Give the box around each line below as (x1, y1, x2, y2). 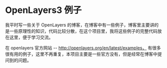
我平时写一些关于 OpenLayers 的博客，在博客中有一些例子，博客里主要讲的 (5, 22, 159, 28)
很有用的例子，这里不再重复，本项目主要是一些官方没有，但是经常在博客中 (5, 51, 158, 57)
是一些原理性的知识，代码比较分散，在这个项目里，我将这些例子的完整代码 (5, 28, 158, 34)
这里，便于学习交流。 (9, 34, 53, 40)
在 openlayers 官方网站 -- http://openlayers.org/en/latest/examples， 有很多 (5, 45, 162, 51)
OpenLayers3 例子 (5, 4, 82, 16)
